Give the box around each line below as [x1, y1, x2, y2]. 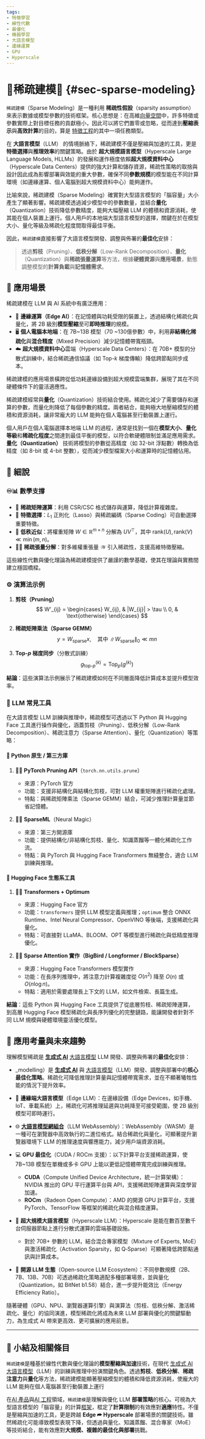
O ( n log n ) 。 [24, 980, 53, 987]
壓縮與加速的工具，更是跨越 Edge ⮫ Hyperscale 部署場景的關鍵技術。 [11, 1411, 189, 1418]
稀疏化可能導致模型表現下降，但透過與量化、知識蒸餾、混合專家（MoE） [11, 1419, 194, 1426]
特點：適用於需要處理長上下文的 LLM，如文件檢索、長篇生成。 [24, 988, 182, 995]
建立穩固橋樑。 [6, 563, 44, 571]
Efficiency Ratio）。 [15, 1289, 63, 1296]
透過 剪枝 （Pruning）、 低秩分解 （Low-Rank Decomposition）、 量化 [21, 247, 186, 255]
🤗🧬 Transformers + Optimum [15, 888, 90, 895]
